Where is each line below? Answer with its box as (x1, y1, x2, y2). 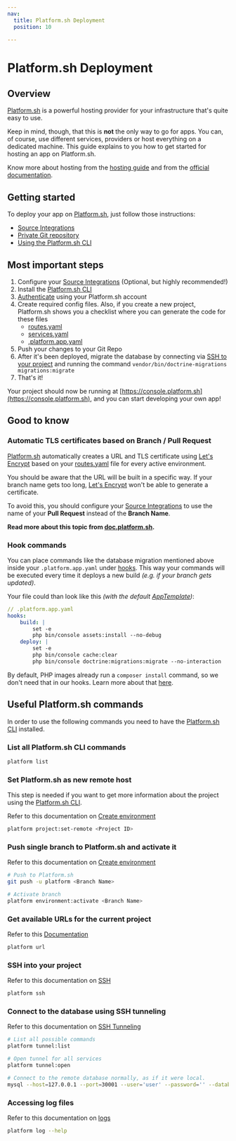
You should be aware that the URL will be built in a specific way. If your (7, 472, 213, 482)
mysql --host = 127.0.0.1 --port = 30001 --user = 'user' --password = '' (7, 1081, 206, 1088)
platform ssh (7, 990, 46, 997)
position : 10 (13, 23, 52, 30)
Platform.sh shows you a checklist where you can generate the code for (17, 307, 226, 316)
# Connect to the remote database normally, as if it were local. (7, 1074, 206, 1081)
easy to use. (7, 114, 43, 122)
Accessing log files (7, 1097, 74, 1107)
